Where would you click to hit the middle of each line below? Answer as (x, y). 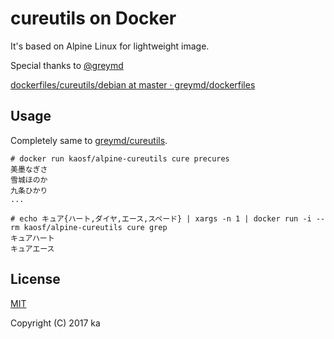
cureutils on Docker (93, 18)
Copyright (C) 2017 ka (55, 323)
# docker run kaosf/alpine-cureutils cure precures (120, 158)
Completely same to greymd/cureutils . (89, 140)
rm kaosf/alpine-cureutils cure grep (89, 227)
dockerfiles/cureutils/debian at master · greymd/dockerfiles (133, 84)
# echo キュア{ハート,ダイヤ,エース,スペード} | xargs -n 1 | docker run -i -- (168, 218)
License (35, 279)
